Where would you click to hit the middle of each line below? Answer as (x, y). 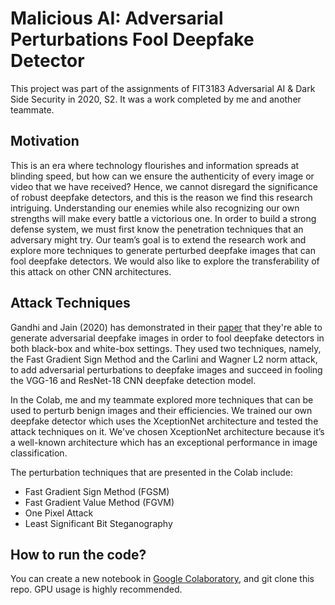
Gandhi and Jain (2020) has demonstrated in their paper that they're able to (166, 327)
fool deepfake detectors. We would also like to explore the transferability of (165, 261)
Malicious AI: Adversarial (117, 18)
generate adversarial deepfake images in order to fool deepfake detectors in (167, 338)
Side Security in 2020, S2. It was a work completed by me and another (156, 99)
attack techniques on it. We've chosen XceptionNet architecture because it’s (167, 431)
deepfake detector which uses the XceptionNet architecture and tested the (164, 421)
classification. (39, 453)
